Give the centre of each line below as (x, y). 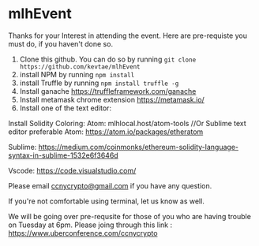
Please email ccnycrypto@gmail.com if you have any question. (110, 185)
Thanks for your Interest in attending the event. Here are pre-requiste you (128, 35)
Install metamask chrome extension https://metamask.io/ (112, 99)
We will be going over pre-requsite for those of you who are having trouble (129, 216)
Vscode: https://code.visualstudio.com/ (72, 170)
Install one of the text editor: (66, 108)
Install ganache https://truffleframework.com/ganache (108, 91)
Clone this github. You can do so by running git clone (108, 59)
